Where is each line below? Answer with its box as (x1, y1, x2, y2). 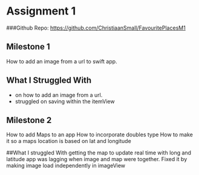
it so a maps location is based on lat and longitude (6, 138, 131, 145)
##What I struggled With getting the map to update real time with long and (6, 149, 192, 156)
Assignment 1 (6, 4, 76, 18)
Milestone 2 (6, 115, 52, 125)
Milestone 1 (6, 42, 50, 52)
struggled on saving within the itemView (15, 98, 115, 105)
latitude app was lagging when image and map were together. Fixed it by (6, 156, 188, 163)
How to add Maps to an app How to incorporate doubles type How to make (6, 131, 194, 138)
